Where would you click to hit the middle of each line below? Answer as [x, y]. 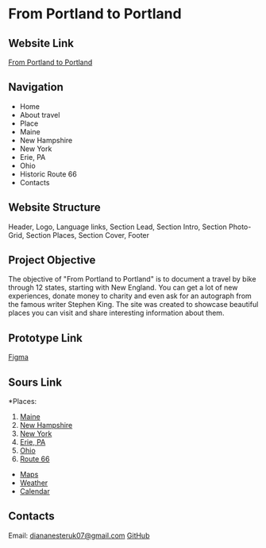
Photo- [240, 227]
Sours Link [35, 382]
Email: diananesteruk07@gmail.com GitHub [79, 535]
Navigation [36, 87]
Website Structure [54, 208]
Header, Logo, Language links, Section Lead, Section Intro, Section [118, 227]
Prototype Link [46, 338]
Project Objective [52, 260]
